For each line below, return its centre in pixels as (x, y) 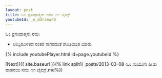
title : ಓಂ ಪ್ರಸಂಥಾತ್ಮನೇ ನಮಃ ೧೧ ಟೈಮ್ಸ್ (38, 15)
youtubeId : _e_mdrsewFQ (31, 19)
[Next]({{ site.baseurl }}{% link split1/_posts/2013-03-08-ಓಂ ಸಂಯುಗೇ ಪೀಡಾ (81, 64)
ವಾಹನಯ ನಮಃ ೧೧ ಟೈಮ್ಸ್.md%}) (34, 70)
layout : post (19, 10)
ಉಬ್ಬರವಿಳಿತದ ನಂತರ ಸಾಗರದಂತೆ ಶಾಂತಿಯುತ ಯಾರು (52, 44)
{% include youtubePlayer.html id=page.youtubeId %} (62, 55)
